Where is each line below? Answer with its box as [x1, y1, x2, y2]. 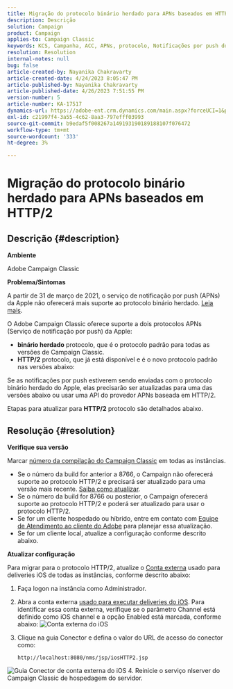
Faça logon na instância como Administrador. [17, 584, 147, 592]
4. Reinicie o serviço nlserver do [128, 666, 221, 674]
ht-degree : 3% [7, 140, 49, 147]
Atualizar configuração [7, 550, 76, 558]
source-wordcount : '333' [7, 133, 79, 140]
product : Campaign [7, 29, 60, 37]
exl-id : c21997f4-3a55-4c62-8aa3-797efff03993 [7, 113, 144, 120]
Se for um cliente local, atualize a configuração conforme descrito [17, 529, 207, 537]
